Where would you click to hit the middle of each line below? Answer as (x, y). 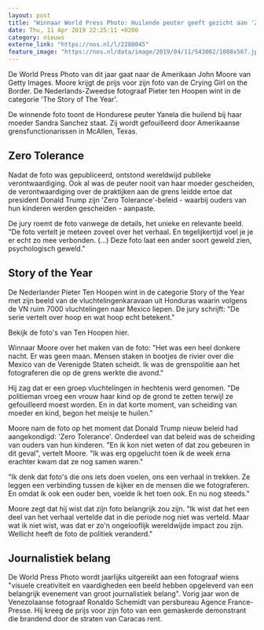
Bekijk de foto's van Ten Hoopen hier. (69, 332)
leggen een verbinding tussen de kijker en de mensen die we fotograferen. (129, 485)
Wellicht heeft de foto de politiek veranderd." (81, 533)
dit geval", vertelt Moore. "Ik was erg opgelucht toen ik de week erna (119, 453)
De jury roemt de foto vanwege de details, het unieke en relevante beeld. (126, 223)
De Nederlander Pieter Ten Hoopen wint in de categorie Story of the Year (126, 292)
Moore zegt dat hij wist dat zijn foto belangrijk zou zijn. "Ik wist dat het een (129, 508)
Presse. (20, 610)
